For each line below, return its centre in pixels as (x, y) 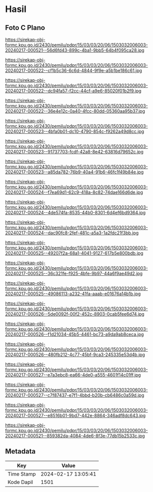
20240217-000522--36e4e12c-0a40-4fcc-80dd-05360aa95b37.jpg (75, 111)
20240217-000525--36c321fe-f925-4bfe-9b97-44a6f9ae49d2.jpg (74, 273)
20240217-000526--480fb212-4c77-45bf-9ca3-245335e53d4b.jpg (75, 355)
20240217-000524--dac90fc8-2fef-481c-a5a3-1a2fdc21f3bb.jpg (72, 233)
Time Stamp (22, 474)
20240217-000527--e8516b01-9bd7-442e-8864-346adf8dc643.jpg (75, 415)
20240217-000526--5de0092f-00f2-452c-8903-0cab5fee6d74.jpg (75, 314)
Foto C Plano (25, 28)
